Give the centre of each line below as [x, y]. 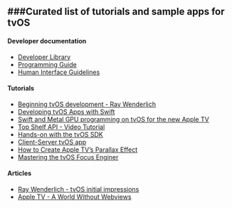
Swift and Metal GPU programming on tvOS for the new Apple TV [114, 119]
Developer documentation [47, 41]
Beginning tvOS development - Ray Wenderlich [87, 104]
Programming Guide [47, 64]
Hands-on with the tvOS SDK [60, 134]
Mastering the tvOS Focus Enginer [68, 157]
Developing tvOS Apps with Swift [66, 111]
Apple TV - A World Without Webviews [74, 197]
